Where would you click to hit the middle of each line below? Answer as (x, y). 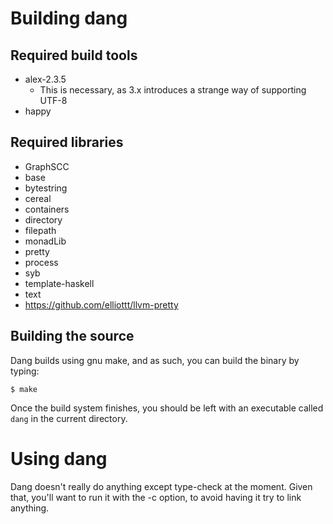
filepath (40, 230)
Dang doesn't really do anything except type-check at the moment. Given (161, 486)
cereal (38, 198)
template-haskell (59, 283)
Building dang (69, 18)
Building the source (72, 336)
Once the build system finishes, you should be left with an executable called (167, 408)
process (41, 262)
